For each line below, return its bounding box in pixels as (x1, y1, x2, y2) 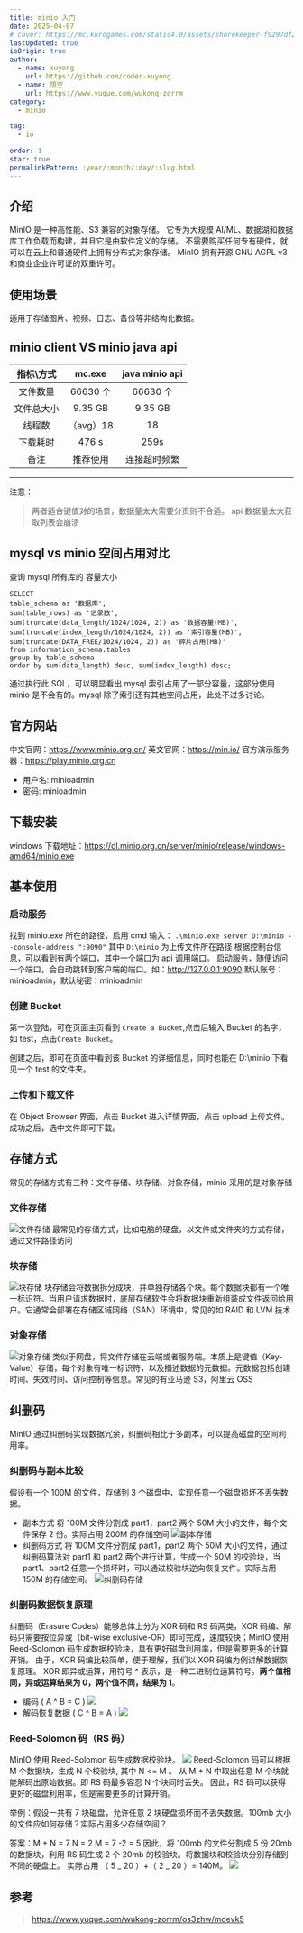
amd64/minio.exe (9, 850, 75, 861)
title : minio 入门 (9, 13, 76, 23)
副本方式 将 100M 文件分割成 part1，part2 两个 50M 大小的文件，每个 (22, 1517, 280, 1528)
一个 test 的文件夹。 (16, 1063, 92, 1074)
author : (9, 55, 39, 64)
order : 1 (9, 146, 42, 156)
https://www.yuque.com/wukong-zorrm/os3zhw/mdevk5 (31, 1914, 245, 1924)
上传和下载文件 (9, 1089, 75, 1101)
